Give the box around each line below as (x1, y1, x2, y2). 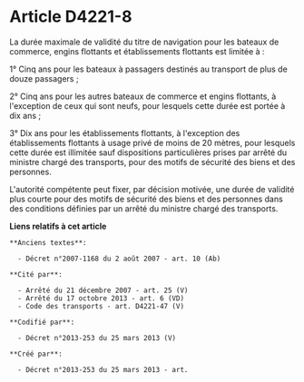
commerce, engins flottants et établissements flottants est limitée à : (9, 45, 265, 56)
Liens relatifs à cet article (9, 220, 107, 231)
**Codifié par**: (9, 318, 75, 327)
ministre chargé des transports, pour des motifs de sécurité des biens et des (9, 156, 296, 167)
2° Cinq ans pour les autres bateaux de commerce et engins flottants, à (9, 91, 277, 102)
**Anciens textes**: (9, 238, 88, 247)
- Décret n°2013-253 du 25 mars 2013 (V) (17, 333, 177, 342)
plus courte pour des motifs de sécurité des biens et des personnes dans (9, 193, 283, 204)
